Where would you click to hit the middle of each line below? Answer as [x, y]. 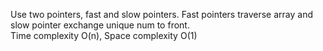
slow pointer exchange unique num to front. [100, 25]
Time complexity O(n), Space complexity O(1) [104, 35]
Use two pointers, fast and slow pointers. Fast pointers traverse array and [161, 14]
